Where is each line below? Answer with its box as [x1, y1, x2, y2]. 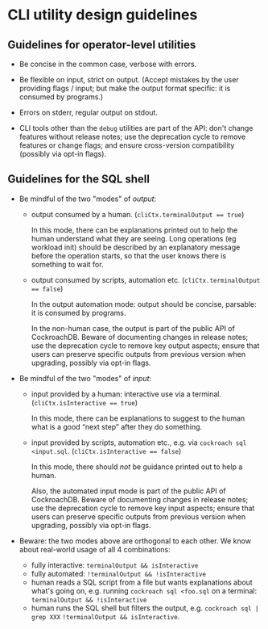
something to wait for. [31, 259, 104, 269]
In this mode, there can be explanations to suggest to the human [31, 413, 245, 423]
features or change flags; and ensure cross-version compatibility [19, 140, 235, 150]
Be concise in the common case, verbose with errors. [19, 59, 197, 69]
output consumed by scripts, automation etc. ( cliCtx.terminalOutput [31, 275, 261, 284]
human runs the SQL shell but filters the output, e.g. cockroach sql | [31, 603, 259, 613]
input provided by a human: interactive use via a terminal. [31, 389, 222, 399]
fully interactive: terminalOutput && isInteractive [31, 560, 199, 570]
